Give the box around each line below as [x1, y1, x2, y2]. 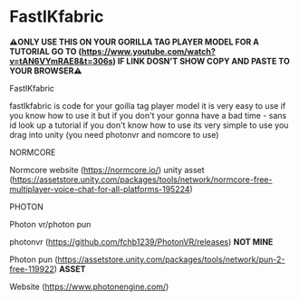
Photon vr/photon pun [9, 218, 92, 229]
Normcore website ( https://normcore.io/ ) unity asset [9, 164, 206, 175]
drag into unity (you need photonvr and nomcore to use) [9, 129, 219, 140]
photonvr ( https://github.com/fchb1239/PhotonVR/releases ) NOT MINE [9, 236, 274, 247]
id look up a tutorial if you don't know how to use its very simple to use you [9, 120, 289, 131]
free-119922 [9, 263, 54, 274]
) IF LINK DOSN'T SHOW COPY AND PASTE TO [112, 55, 290, 66]
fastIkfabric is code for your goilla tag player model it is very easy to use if [9, 100, 286, 111]
